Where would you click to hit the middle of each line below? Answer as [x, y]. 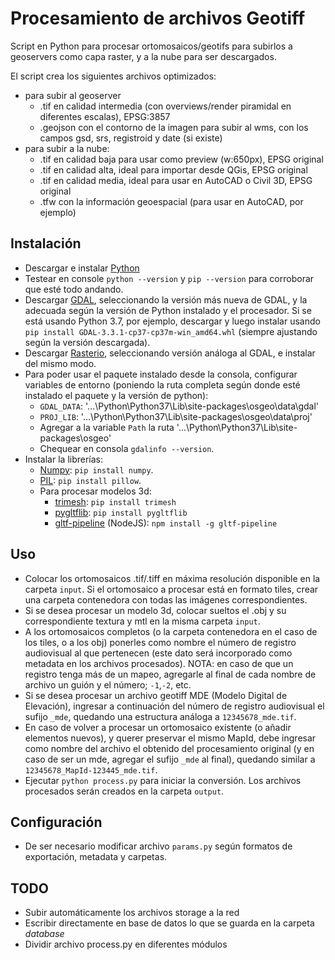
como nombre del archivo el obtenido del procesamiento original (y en [169, 748]
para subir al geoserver [73, 95]
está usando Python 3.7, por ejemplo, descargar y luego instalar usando [172, 321]
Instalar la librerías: [64, 459]
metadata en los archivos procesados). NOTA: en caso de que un [159, 663]
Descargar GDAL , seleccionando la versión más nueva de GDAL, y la [166, 299]
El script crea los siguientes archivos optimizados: [113, 76]
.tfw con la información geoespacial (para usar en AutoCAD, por [171, 201]
